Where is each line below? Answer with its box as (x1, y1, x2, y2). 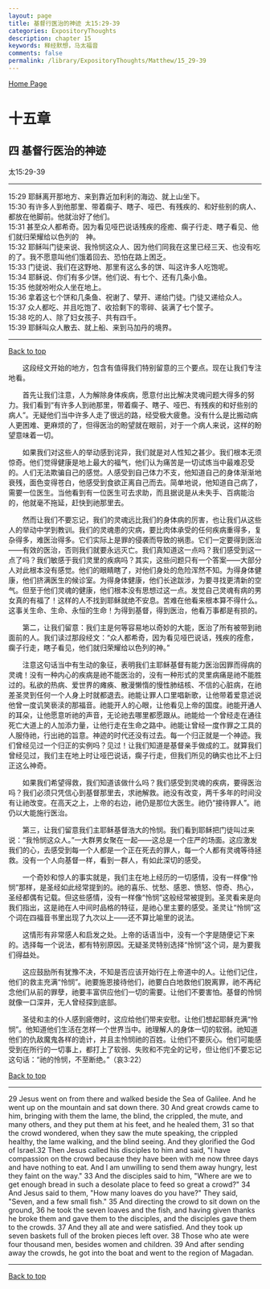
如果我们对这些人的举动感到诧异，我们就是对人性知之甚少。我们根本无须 (22, 447, 262, 457)
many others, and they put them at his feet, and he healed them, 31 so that (8, 1119, 255, 1129)
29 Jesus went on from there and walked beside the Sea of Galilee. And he (8, 1093, 256, 1104)
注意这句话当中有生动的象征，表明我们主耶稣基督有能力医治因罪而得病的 (22, 660, 262, 669)
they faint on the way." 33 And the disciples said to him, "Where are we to (8, 1171, 252, 1180)
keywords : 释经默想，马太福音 (8, 42, 99, 50)
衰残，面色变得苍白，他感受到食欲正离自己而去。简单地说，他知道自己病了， (8, 477, 262, 487)
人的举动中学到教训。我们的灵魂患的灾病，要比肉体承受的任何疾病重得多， (8, 524, 255, 534)
